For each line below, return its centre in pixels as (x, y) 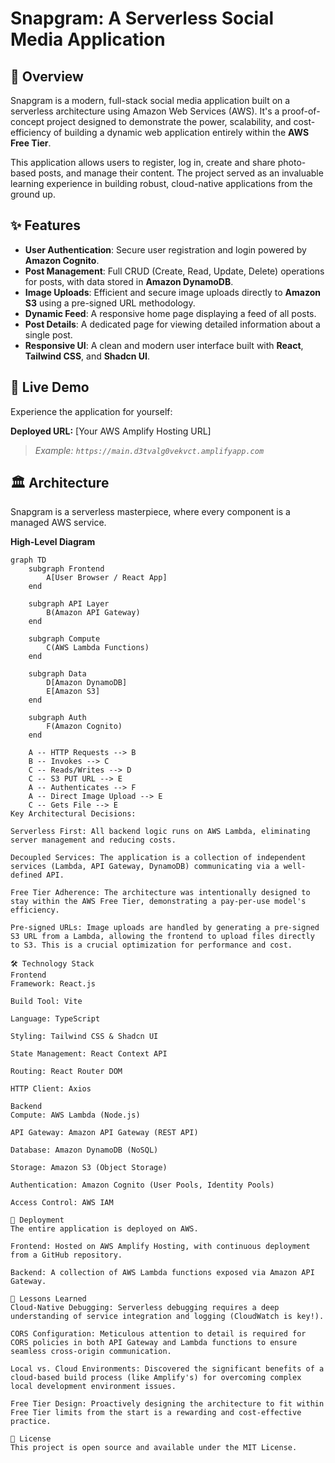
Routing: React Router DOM (66, 1072)
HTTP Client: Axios (51, 1089)
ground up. (33, 194)
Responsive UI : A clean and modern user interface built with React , (164, 345)
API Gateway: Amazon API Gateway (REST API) (104, 1133)
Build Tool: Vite (46, 1002)
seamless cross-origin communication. (91, 1352)
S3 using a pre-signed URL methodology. (110, 303)
